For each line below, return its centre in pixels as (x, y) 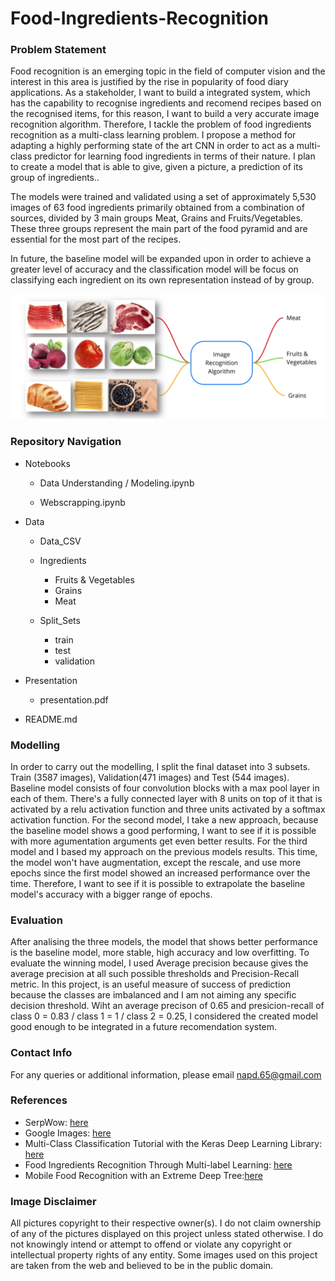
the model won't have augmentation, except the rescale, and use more (156, 862)
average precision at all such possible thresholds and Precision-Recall (155, 974)
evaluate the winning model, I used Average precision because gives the (159, 963)
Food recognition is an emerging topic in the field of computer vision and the (168, 71)
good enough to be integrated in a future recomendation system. (144, 1027)
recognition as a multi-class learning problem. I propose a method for (153, 135)
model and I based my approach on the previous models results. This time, (164, 851)
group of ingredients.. (55, 178)
